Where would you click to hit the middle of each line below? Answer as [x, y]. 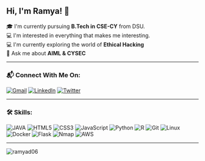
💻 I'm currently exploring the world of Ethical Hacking [75, 44]
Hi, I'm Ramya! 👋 [38, 11]
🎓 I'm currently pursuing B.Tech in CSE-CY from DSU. [76, 26]
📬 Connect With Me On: [44, 75]
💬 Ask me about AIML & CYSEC [46, 53]
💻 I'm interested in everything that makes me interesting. [78, 35]
